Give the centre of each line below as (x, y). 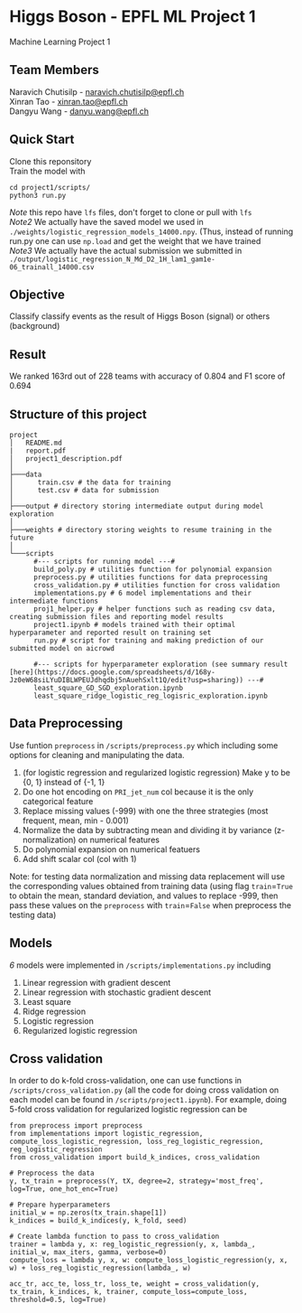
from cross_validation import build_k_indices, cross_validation (134, 1158)
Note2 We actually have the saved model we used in (107, 221)
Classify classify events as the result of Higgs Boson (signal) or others (140, 316)
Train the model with (47, 171)
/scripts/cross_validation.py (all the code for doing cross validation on (144, 1090)
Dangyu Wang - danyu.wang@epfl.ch (79, 111)
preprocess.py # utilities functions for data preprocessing (151, 577)
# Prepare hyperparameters (60, 1205)
